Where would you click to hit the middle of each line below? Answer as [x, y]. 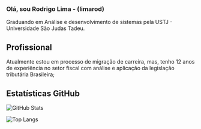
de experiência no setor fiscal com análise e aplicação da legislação [91, 68]
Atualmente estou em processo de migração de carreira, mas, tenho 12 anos [100, 62]
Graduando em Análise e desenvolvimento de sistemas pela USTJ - [89, 22]
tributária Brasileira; [31, 74]
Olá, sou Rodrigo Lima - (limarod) [55, 9]
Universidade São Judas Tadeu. [46, 28]
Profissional [29, 47]
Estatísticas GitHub [43, 93]
